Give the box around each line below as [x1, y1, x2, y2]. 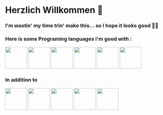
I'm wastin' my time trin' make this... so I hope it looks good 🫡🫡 [5, 22, 159, 29]
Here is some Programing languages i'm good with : [5, 36, 132, 43]
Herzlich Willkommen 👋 [5, 4, 103, 16]
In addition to [5, 76, 38, 83]
